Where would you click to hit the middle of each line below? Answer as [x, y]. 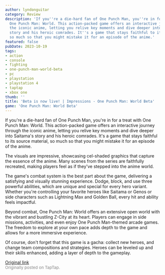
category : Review [23, 14]
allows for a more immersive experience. [46, 233]
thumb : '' [15, 97]
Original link [17, 262]
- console [15, 60]
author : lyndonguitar [27, 10]
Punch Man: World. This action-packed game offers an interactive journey [80, 125]
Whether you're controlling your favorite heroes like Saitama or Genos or [79, 192]
